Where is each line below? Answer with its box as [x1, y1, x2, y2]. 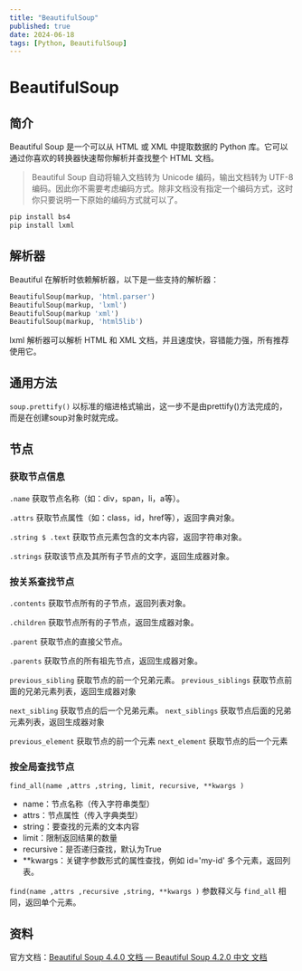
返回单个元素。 [24, 897, 81, 908]
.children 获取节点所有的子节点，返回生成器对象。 [9, 617, 199, 628]
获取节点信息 [9, 471, 66, 483]
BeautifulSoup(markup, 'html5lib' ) [9, 318, 144, 327]
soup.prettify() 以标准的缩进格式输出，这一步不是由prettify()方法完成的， [9, 401, 288, 412]
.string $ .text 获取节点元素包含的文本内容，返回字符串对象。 [9, 531, 247, 542]
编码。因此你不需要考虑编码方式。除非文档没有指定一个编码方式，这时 [31, 183, 294, 195]
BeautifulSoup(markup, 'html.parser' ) [9, 291, 156, 301]
